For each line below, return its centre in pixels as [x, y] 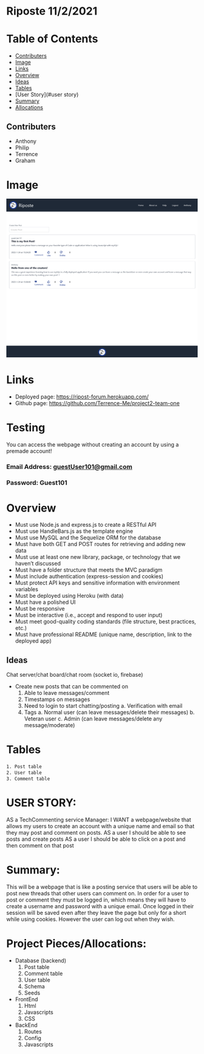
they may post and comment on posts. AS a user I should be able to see [96, 833]
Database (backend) [41, 960]
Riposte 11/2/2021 [52, 11]
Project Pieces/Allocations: [76, 944]
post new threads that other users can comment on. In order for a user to [98, 894]
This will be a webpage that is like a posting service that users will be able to [102, 887]
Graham [25, 160]
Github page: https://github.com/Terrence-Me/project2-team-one [97, 403]
